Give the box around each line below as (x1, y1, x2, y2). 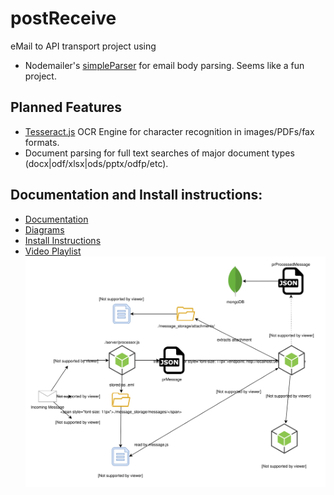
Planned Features (10, 99, 123, 116)
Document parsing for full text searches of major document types (24, 147, 295, 159)
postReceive (10, 7, 117, 30)
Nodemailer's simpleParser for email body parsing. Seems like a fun (24, 59, 305, 71)
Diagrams (24, 223, 65, 236)
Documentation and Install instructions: (10, 187, 263, 204)
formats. (24, 136, 60, 148)
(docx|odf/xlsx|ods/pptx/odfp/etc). (24, 157, 169, 169)
